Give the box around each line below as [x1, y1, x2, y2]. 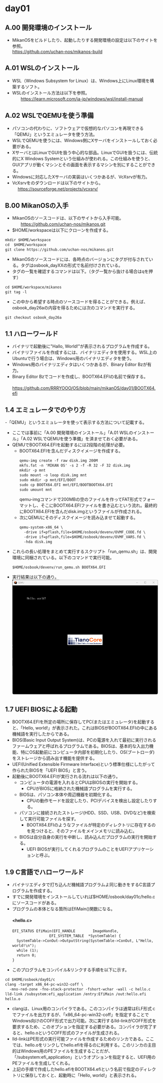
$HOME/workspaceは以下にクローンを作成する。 [12, 227, 111, 233]
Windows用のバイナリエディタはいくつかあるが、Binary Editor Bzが [12, 362, 147, 368]
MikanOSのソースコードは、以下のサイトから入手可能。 [12, 215, 124, 221]
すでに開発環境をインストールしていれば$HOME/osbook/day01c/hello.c [12, 894, 155, 900]
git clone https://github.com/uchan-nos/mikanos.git [5, 247, 114, 252]
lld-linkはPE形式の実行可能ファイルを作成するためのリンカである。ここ [12, 1036, 154, 1042]
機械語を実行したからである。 [12, 731, 72, 737]
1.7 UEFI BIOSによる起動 [5, 705, 78, 713]
